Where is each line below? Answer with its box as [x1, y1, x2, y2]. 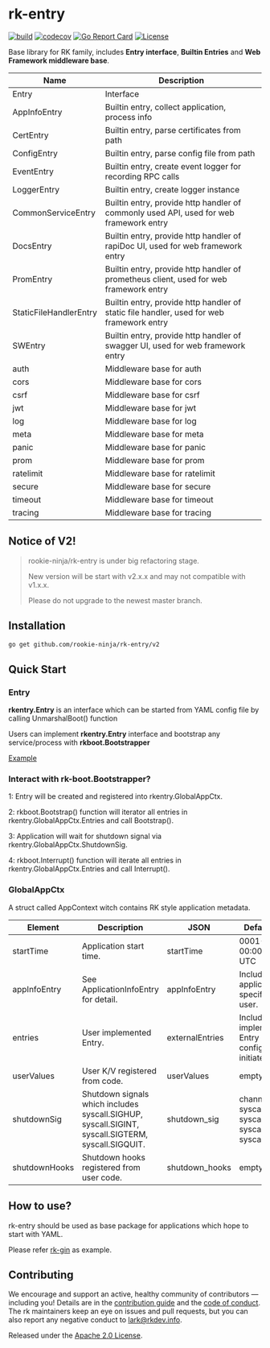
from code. [81, 1075, 124, 1086]
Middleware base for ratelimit [104, 468, 215, 479]
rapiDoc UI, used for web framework [104, 240, 243, 251]
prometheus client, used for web [104, 273, 227, 284]
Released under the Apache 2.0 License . [8, 1330, 143, 1341]
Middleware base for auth [104, 363, 202, 374]
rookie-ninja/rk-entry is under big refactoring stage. [27, 556, 199, 565]
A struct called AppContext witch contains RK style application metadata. [8, 903, 251, 912]
